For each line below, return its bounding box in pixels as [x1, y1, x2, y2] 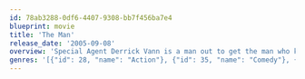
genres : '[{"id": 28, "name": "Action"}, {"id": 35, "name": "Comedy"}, [9, 55, 290, 64]
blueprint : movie [9, 22, 75, 31]
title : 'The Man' [9, 30, 75, 39]
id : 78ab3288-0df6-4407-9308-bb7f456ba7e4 [9, 13, 172, 23]
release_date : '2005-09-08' [9, 38, 116, 48]
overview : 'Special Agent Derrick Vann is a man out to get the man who [9, 47, 290, 56]
